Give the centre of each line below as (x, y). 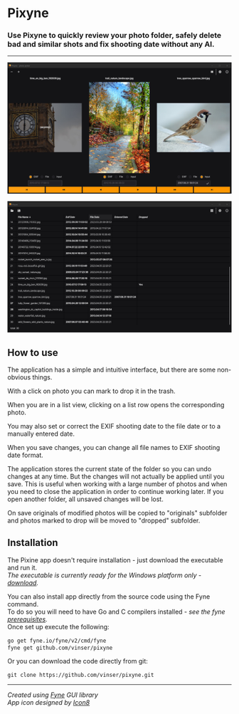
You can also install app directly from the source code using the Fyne (109, 597)
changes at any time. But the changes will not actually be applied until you (116, 476)
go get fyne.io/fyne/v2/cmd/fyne (57, 641)
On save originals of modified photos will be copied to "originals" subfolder (117, 513)
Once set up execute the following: (58, 626)
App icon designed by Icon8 (49, 702)
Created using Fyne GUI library (53, 695)
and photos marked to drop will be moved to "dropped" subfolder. (104, 520)
